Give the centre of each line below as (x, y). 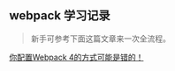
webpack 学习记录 (60, 16)
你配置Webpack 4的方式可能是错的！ (76, 57)
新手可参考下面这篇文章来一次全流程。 (100, 39)
